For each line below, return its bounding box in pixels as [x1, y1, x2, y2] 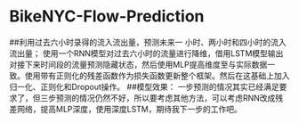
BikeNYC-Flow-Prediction [9, 6, 205, 27]
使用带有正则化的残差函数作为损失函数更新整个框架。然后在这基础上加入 [24, 70, 290, 81]
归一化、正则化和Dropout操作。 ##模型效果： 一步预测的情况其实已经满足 [9, 81, 279, 92]
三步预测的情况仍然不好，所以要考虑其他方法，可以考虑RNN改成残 [39, 92, 284, 103]
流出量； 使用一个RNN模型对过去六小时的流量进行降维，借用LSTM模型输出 [9, 47, 284, 59]
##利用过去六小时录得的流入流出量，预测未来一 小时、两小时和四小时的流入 [9, 37, 287, 47]
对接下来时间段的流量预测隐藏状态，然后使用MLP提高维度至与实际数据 [9, 59, 268, 70]
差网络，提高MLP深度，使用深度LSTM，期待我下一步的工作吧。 [9, 103, 243, 114]
